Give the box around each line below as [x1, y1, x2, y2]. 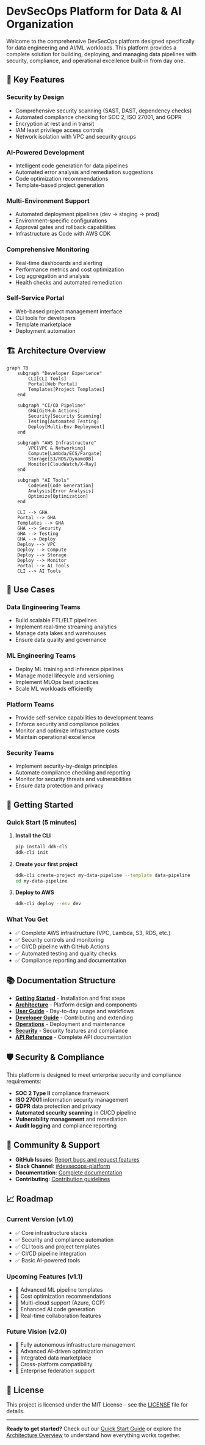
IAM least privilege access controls [15, 126, 104, 134]
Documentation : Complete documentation [15, 1169, 123, 1176]
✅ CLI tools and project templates [15, 1243, 100, 1250]
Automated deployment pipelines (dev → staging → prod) [15, 211, 160, 218]
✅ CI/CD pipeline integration [15, 1250, 87, 1257]
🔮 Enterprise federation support [15, 1367, 95, 1375]
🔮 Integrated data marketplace [15, 1354, 92, 1361]
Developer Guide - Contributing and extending [15, 1014, 133, 1021]
